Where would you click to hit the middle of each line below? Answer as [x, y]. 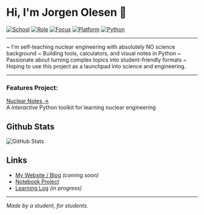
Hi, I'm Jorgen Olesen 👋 [66, 12]
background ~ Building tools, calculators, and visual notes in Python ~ [94, 53]
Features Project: [32, 88]
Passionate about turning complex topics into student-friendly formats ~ [97, 60]
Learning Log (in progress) [48, 188]
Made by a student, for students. [47, 205]
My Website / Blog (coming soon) [57, 175]
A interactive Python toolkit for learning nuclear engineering [81, 107]
